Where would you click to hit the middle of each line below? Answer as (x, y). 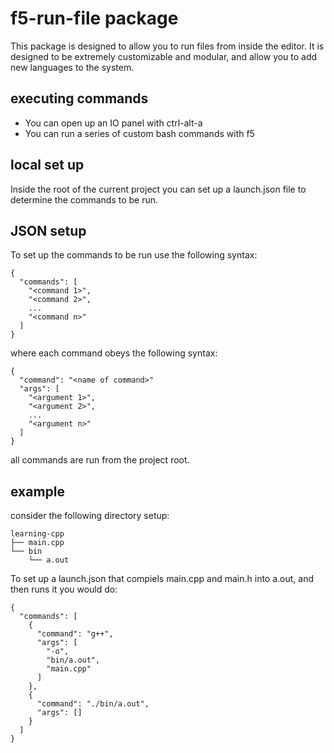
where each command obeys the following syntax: (114, 353)
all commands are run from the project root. (100, 460)
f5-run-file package (94, 18)
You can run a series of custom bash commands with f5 (139, 133)
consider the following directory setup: (90, 516)
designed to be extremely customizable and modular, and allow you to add (164, 56)
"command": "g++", (75, 634)
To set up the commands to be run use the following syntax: (134, 255)
